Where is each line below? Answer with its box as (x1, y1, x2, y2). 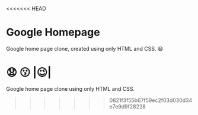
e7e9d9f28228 (109, 103, 146, 110)
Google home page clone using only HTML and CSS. (6, 85, 135, 92)
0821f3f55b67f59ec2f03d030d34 (109, 97, 193, 104)
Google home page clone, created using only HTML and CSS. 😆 (6, 45, 164, 52)
